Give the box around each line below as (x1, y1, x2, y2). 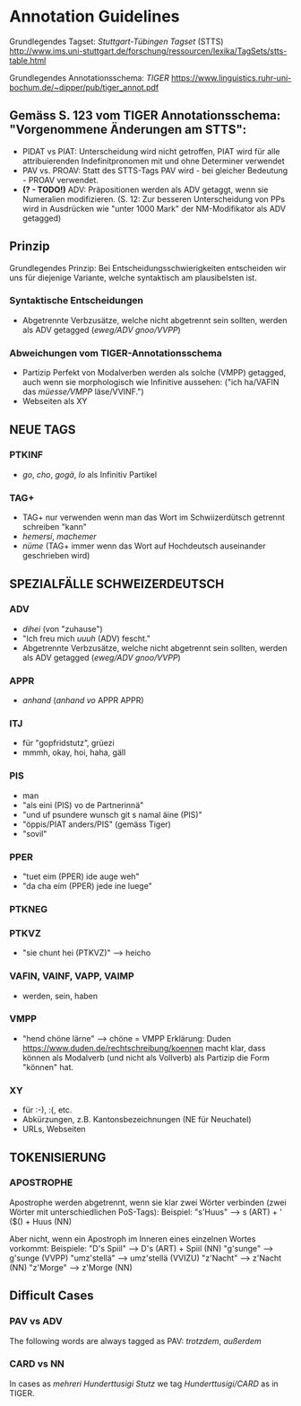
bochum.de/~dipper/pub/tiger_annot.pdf (9, 82, 159, 92)
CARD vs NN (9, 1358, 65, 1370)
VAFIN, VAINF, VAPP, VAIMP (9, 970, 134, 982)
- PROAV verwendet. (21, 174, 99, 185)
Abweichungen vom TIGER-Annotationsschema (9, 347, 222, 359)
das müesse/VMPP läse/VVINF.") (21, 386, 145, 397)
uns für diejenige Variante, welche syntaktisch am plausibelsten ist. (9, 272, 257, 283)
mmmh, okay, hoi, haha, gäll (21, 747, 126, 758)
